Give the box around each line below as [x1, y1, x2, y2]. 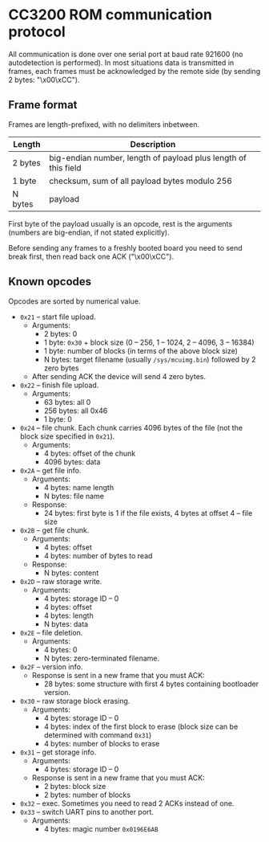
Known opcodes [8, 275, 92, 288]
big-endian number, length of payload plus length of [49, 152, 247, 163]
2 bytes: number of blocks [43, 790, 130, 799]
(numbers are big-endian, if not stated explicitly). [8, 227, 170, 237]
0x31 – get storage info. [19, 747, 97, 757]
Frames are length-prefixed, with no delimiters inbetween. [8, 119, 200, 129]
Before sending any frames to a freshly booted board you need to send [8, 243, 243, 252]
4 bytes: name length [43, 482, 114, 492]
